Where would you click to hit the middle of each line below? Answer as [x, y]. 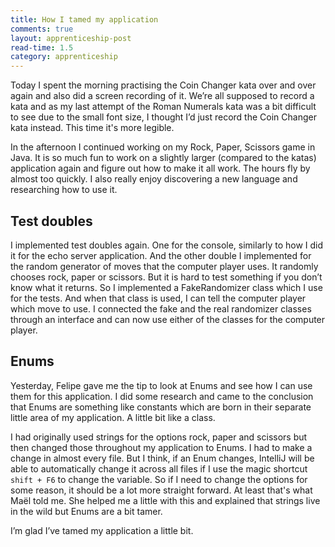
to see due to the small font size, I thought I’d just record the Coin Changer [163, 117]
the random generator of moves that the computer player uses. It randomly [164, 266]
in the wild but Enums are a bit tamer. [86, 511]
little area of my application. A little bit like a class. [113, 417]
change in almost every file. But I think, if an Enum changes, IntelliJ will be [162, 458]
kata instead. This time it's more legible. [92, 128]
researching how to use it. [64, 190]
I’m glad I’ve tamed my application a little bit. [102, 530]
